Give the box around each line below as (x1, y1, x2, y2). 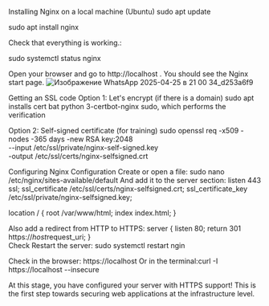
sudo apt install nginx (8, 22, 79, 31)
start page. (8, 78, 45, 87)
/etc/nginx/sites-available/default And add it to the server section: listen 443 (8, 176, 262, 185)
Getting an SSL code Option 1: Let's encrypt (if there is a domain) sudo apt (8, 93, 255, 103)
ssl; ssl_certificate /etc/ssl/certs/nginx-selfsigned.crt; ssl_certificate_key (8, 184, 248, 194)
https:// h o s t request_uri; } (8, 232, 91, 242)
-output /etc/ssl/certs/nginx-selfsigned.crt (8, 152, 149, 161)
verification (8, 110, 46, 120)
